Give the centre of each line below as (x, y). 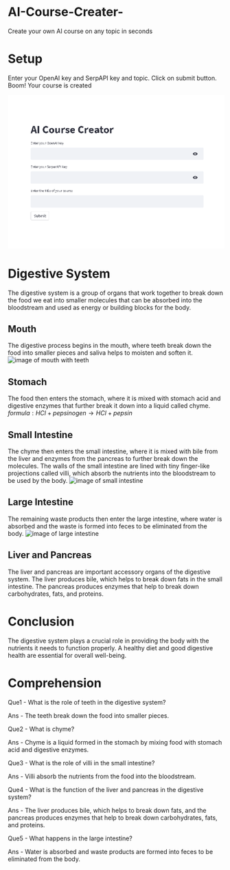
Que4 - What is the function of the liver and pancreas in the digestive (106, 789)
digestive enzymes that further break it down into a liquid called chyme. (109, 406)
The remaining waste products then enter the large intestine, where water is (115, 519)
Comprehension (55, 683)
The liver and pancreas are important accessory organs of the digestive (109, 572)
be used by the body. (38, 481)
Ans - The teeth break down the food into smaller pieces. (89, 715)
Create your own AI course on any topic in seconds (80, 31)
